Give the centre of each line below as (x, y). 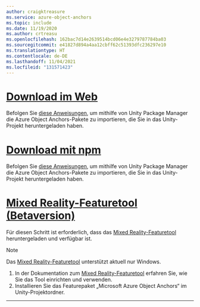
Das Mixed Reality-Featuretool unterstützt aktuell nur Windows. (84, 262)
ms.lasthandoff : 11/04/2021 (41, 61)
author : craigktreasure (36, 12)
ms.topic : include (29, 23)
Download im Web (52, 97)
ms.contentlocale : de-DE (37, 56)
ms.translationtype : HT (36, 51)
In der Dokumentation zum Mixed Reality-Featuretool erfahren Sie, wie (101, 273)
